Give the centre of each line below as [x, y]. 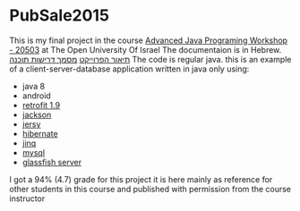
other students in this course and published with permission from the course [150, 189]
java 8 [34, 86]
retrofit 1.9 [41, 105]
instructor [27, 198]
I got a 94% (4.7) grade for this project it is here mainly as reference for [141, 179]
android [36, 96]
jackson [37, 114]
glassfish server [52, 162]
